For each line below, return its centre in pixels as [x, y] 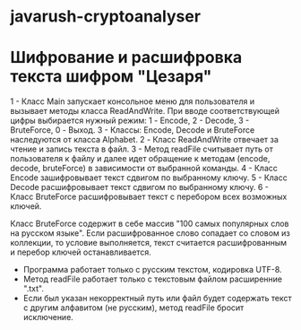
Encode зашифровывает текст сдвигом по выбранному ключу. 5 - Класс [149, 178]
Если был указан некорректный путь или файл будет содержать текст [157, 299]
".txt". [33, 289]
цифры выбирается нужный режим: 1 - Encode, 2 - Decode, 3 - [130, 121]
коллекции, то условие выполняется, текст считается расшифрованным [149, 243]
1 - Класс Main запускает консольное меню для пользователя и [133, 101]
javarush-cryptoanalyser [105, 17]
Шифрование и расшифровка [126, 58]
